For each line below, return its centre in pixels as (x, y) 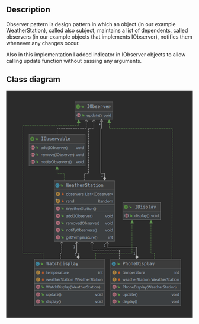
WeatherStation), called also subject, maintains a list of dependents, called (97, 30)
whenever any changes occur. (43, 43)
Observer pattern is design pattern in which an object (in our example (91, 24)
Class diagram (33, 80)
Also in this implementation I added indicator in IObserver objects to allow (96, 54)
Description (28, 10)
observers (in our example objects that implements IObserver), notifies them (99, 36)
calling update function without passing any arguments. (74, 61)
